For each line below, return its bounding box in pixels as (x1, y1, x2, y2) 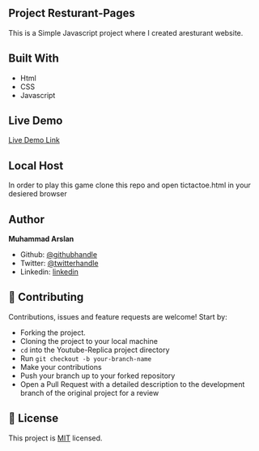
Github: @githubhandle (19, 250, 98, 260)
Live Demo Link (8, 135, 61, 145)
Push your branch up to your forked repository (19, 371, 176, 380)
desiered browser (8, 189, 67, 199)
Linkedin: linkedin (19, 267, 79, 277)
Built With (8, 52, 59, 66)
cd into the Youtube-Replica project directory (19, 345, 170, 354)
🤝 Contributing (8, 290, 84, 304)
